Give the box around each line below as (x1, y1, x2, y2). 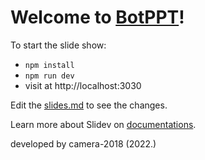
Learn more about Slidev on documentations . (10, 118, 197, 130)
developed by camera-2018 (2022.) (10, 137, 157, 150)
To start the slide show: (10, 39, 107, 51)
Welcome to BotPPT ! (10, 6, 185, 29)
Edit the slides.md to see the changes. (10, 99, 168, 111)
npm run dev (24, 71, 75, 81)
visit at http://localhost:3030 (24, 79, 142, 91)
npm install (24, 60, 75, 70)
